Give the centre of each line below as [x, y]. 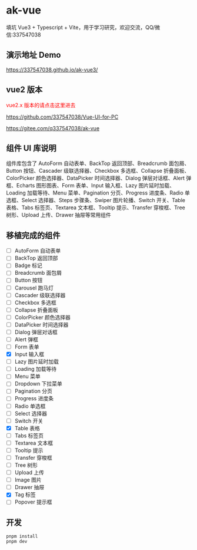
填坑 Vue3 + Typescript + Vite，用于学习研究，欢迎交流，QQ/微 [83, 27]
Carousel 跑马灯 [34, 288]
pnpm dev [17, 542]
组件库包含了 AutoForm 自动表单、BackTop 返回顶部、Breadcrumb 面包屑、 [98, 163]
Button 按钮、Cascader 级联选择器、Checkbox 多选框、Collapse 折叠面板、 [98, 171]
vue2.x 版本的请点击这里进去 [41, 105]
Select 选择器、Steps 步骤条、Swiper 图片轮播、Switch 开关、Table [103, 200]
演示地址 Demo [34, 55]
